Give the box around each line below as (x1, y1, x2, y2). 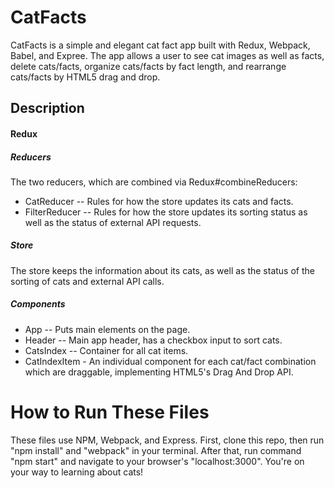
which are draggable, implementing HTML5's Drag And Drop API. (24, 366, 294, 378)
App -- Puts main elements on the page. (24, 323, 191, 335)
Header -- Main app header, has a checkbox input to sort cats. (24, 334, 283, 346)
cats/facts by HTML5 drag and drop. (10, 71, 161, 83)
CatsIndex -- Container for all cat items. (24, 344, 189, 356)
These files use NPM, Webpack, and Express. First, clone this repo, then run (10, 434, 325, 446)
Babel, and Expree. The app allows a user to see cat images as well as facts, (10, 49, 325, 61)
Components (10, 298, 66, 310)
